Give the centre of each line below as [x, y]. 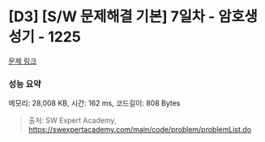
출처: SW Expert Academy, [72, 120]
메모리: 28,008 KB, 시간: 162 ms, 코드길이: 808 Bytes [94, 103]
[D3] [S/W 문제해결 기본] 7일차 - [112, 17]
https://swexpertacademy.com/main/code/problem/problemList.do [140, 130]
